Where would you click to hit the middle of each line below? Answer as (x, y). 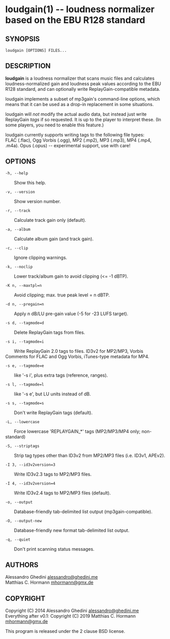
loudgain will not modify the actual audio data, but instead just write (76, 114)
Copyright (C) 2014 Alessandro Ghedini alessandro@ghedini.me (72, 611)
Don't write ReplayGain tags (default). (53, 413)
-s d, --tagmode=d (25, 323)
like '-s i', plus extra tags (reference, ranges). (61, 375)
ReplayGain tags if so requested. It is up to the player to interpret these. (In (83, 119)
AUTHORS (22, 565)
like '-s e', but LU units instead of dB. (53, 394)
